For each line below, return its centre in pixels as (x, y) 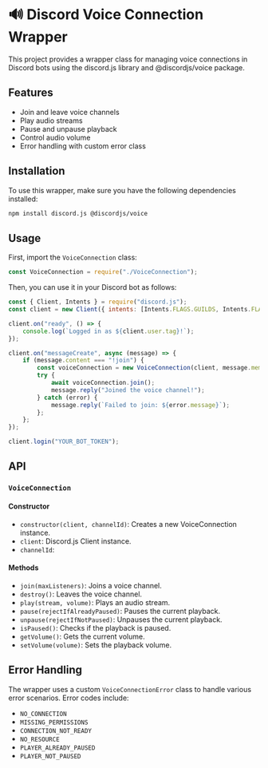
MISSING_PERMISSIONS (54, 722)
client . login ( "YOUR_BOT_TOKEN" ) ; (64, 442)
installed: (23, 199)
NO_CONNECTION (43, 714)
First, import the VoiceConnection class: (73, 257)
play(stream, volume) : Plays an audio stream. (95, 602)
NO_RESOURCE (39, 739)
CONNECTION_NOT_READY (55, 730)
